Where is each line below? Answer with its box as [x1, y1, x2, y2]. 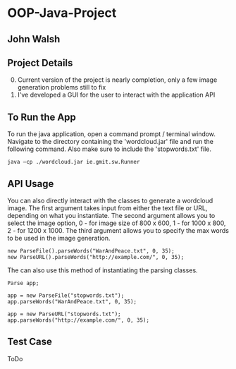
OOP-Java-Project [7, 5, 117, 21]
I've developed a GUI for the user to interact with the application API [17, 90, 216, 99]
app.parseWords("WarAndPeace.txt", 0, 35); [7, 298, 137, 306]
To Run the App [7, 111, 76, 123]
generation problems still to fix [17, 83, 106, 92]
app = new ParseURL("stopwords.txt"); [7, 310, 121, 318]
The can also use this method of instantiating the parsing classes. [7, 266, 199, 274]
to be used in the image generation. [7, 234, 111, 243]
